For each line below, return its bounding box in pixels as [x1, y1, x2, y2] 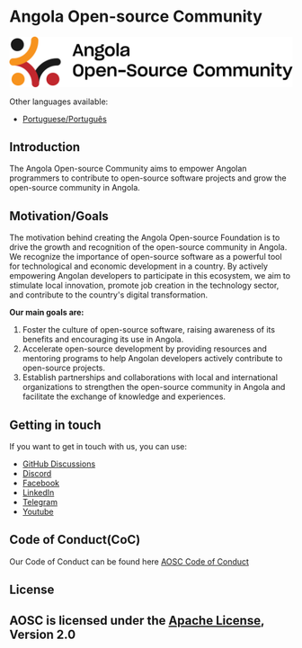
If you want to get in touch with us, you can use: [9, 440, 187, 451]
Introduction [9, 139, 81, 155]
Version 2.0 [9, 626, 76, 642]
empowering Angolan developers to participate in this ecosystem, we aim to [9, 271, 290, 281]
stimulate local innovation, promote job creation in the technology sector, [9, 280, 280, 291]
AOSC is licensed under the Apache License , [9, 613, 265, 628]
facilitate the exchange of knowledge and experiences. [22, 391, 226, 402]
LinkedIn [22, 487, 55, 498]
